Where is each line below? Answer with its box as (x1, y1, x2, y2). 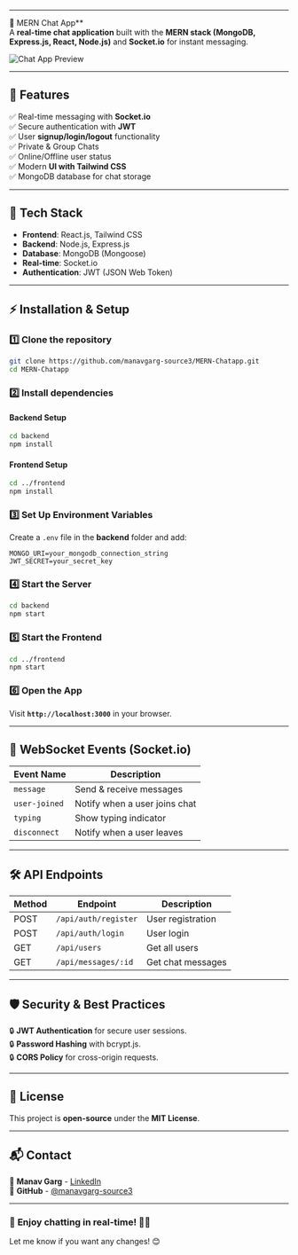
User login (145, 928, 190, 940)
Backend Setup (9, 412, 67, 422)
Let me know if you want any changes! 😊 (9, 1235, 161, 1246)
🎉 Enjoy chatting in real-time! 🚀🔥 (9, 1216, 151, 1228)
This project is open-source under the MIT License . (9, 1112, 200, 1123)
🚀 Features (9, 88, 70, 103)
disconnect (13, 828, 59, 838)
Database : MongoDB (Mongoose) (21, 247, 146, 258)
